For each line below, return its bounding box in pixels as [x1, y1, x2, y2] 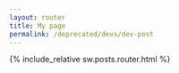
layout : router [9, 12, 66, 22]
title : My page [9, 21, 66, 30]
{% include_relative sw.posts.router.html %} [9, 54, 171, 65]
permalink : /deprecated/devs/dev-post [9, 29, 154, 38]
